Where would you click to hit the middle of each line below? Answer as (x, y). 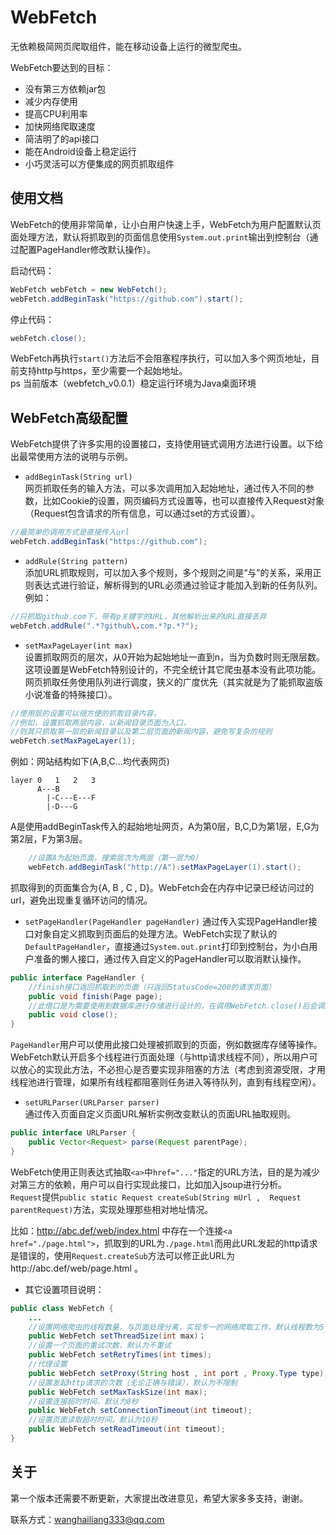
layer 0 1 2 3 (53, 781)
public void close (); (73, 1015)
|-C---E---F (71, 798)
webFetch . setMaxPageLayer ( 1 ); (73, 741)
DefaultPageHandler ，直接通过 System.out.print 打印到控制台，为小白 (167, 946)
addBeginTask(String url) (78, 477)
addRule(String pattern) (76, 561)
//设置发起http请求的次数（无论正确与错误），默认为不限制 (133, 1382)
